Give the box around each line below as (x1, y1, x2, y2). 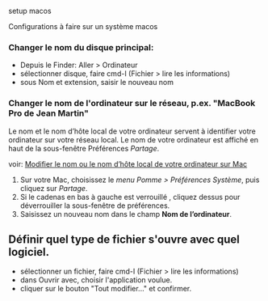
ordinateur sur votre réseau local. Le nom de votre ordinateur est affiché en (8, 134, 259, 144)
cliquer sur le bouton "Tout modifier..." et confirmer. (19, 284, 192, 294)
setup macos (8, 6, 52, 15)
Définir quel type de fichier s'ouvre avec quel (8, 232, 241, 246)
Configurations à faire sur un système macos (8, 22, 158, 31)
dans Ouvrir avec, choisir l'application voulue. (19, 275, 173, 285)
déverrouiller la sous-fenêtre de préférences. (19, 201, 170, 210)
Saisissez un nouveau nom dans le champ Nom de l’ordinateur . (19, 209, 232, 218)
